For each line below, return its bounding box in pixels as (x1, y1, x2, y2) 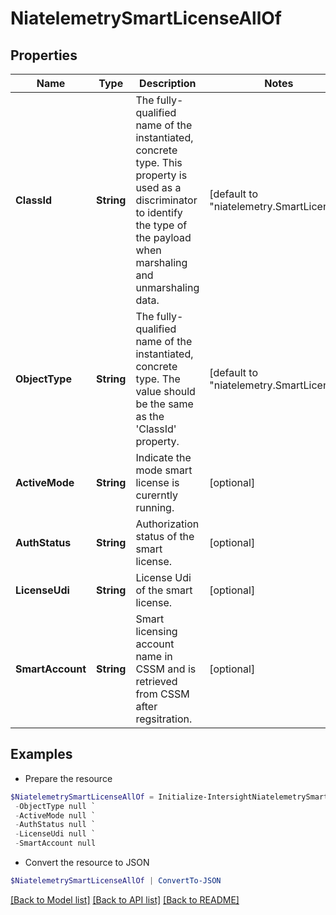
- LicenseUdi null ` (14, 829, 97, 839)
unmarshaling (135, 281, 200, 294)
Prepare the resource (24, 772, 113, 784)
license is (135, 476, 180, 489)
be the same (135, 397, 194, 411)
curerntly (135, 488, 178, 502)
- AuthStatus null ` (14, 820, 97, 830)
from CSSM (135, 687, 190, 701)
